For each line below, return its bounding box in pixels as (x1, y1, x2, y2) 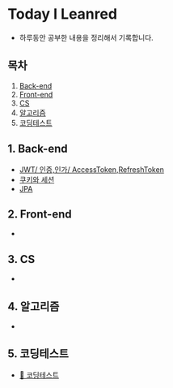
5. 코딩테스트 (7, 347, 70, 361)
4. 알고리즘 (7, 300, 60, 313)
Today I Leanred (7, 5, 118, 24)
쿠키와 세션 (19, 175, 55, 184)
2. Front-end (7, 207, 72, 221)
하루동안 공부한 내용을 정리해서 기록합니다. (19, 32, 154, 42)
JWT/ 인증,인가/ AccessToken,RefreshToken (19, 164, 165, 175)
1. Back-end (7, 142, 68, 156)
